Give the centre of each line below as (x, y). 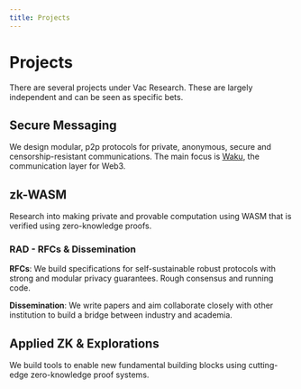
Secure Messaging (63, 125)
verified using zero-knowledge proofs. (81, 226)
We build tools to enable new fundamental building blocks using (128, 366)
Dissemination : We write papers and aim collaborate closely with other (141, 306)
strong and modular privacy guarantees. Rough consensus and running (141, 278)
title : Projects (40, 18)
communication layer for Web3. (68, 166)
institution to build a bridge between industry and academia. (121, 315)
